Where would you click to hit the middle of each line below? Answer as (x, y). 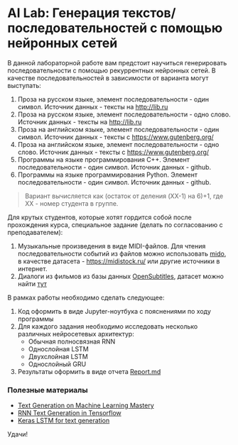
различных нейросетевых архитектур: (76, 334)
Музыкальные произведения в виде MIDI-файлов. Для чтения (112, 246)
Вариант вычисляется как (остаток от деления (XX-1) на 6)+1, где (124, 196)
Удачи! (18, 434)
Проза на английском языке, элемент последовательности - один (118, 129)
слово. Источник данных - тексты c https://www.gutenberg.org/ (113, 152)
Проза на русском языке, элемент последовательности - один (113, 99)
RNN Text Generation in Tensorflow (70, 413)
